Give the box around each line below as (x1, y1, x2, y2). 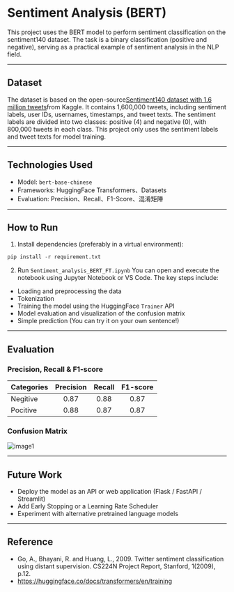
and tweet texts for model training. (7, 132, 107, 141)
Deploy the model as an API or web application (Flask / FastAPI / (17, 488, 202, 496)
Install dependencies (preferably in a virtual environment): (17, 240, 184, 249)
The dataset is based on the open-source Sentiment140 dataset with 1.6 (7, 95, 212, 104)
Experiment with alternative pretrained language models (17, 510, 179, 518)
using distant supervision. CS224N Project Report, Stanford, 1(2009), (17, 562, 216, 570)
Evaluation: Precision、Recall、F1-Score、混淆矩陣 (17, 194, 164, 203)
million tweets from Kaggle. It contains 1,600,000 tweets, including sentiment (7, 102, 226, 111)
